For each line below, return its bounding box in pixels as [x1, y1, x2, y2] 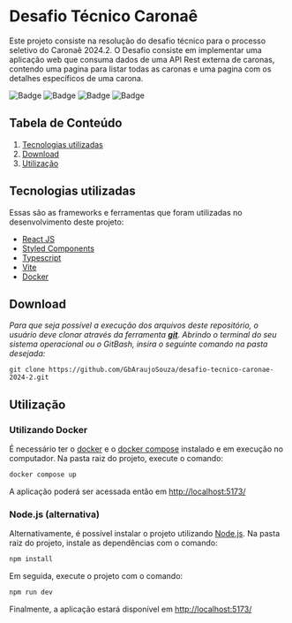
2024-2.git [9, 373, 49, 382]
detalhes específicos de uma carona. [9, 72, 144, 83]
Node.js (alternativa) [9, 508, 100, 520]
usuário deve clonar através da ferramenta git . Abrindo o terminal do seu [9, 330, 277, 340]
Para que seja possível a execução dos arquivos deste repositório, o [9, 320, 258, 330]
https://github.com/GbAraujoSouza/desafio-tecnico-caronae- [48, 365, 274, 375]
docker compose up [9, 470, 77, 479]
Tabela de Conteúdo [9, 116, 123, 131]
